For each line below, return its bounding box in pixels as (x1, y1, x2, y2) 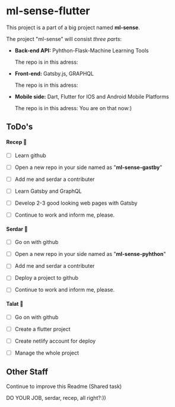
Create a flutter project (14, 325, 71, 333)
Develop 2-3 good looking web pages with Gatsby (14, 199, 138, 206)
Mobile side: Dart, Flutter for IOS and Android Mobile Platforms (14, 93, 169, 100)
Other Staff (6, 367, 49, 377)
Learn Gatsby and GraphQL (14, 187, 82, 195)
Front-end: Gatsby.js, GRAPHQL (14, 70, 94, 77)
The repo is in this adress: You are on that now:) (14, 104, 132, 111)
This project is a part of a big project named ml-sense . (6, 24, 141, 31)
